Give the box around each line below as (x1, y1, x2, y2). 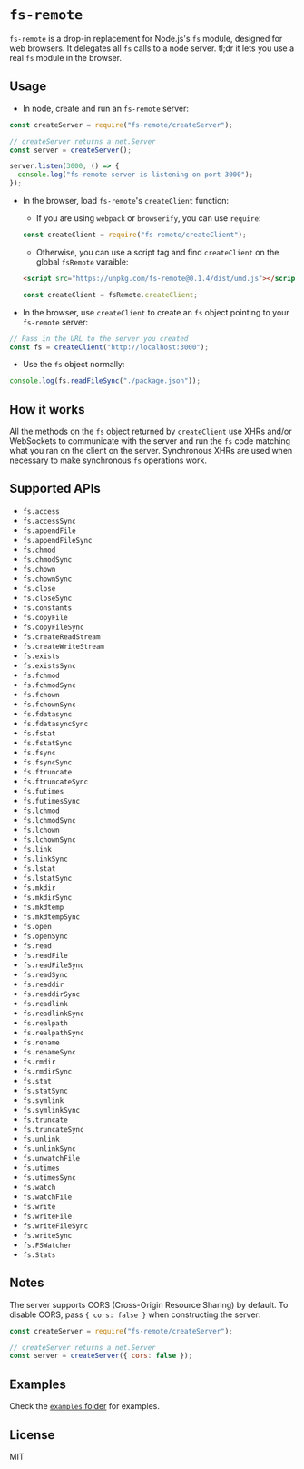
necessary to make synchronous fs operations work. (9, 455, 207, 465)
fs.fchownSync (22, 700, 76, 709)
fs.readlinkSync (22, 1009, 84, 1018)
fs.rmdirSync (22, 1066, 73, 1076)
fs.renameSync (22, 1047, 76, 1056)
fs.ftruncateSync (22, 777, 89, 786)
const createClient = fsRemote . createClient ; (22, 290, 198, 299)
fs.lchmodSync (22, 815, 76, 824)
